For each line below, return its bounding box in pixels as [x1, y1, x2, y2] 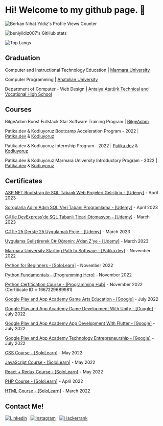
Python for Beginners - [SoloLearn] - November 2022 [5, 263, 114, 268]
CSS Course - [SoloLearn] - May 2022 [5, 350, 83, 356]
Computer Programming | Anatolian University [5, 76, 98, 82]
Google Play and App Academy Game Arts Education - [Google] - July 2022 [5, 296, 159, 302]
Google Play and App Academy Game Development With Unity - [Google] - [5, 306, 157, 312]
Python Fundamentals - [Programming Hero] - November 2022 [5, 272, 132, 278]
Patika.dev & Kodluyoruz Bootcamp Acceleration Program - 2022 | [5, 128, 139, 134]
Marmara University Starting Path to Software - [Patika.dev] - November [5, 248, 151, 254]
